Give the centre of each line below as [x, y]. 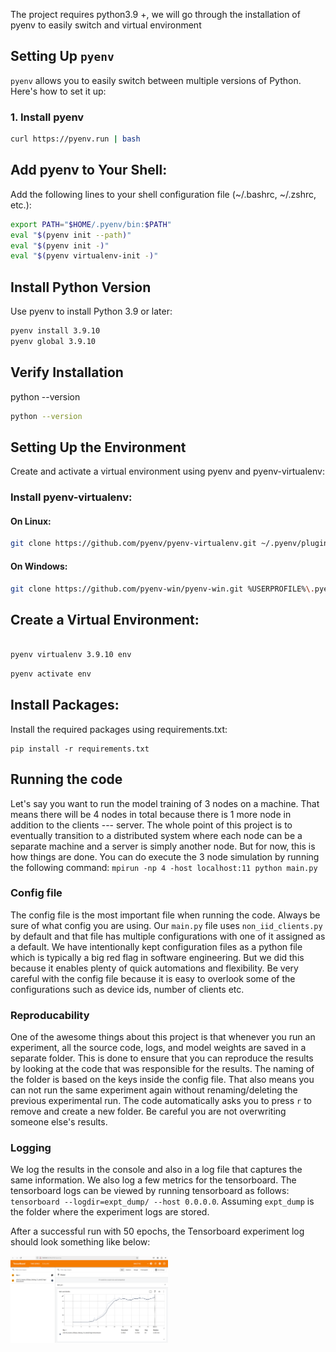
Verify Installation [67, 372]
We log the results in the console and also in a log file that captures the [156, 1170]
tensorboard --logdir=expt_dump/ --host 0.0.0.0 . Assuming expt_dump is [162, 1201]
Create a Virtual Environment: [105, 619]
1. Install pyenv [47, 117]
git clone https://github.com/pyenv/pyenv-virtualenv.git [133, 544]
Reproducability [50, 1015]
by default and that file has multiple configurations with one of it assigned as [168, 936]
